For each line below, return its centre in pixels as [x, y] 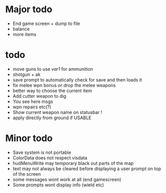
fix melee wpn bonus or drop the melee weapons [64, 85]
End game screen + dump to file [46, 23]
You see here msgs [33, 101]
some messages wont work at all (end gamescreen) [67, 179]
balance [21, 29]
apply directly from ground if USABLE [52, 118]
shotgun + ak [26, 74]
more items [24, 34]
